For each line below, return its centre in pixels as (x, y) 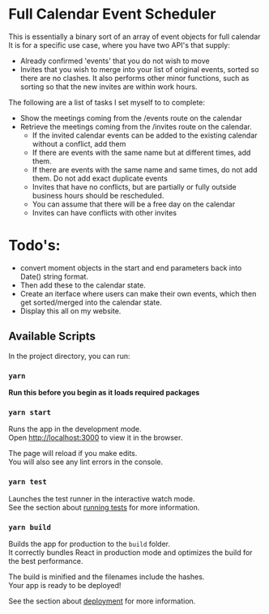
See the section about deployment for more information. (102, 601)
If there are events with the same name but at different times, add (141, 152)
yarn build (30, 527)
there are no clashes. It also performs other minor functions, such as (134, 78)
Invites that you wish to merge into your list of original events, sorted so (139, 69)
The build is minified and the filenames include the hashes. (107, 577)
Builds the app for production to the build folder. (90, 544)
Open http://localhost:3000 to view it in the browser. (96, 437)
